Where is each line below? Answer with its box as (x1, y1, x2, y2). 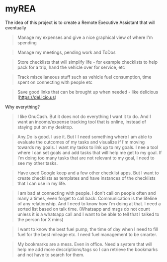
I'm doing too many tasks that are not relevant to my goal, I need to (17, 155, 155, 161)
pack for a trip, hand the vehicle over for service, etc (17, 64, 125, 70)
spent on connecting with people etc (17, 79, 93, 85)
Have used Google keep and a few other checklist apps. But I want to (17, 170, 159, 176)
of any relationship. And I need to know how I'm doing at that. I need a (17, 200, 161, 207)
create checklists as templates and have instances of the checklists (17, 175, 156, 181)
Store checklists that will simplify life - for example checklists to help (17, 59, 158, 65)
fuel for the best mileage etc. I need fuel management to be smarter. (17, 231, 158, 237)
